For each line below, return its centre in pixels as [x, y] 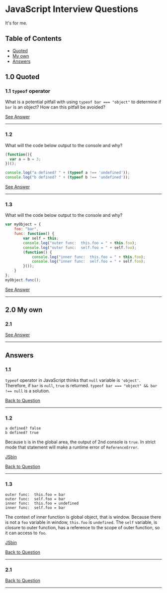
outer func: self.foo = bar [35, 499]
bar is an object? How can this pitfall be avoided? [55, 107]
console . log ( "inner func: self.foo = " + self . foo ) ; [88, 262]
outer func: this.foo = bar [35, 494]
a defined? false [23, 429]
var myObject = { [23, 224]
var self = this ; [41, 238]
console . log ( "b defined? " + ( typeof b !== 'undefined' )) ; [68, 177]
